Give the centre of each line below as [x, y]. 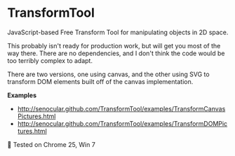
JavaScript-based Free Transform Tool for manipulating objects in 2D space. [118, 32]
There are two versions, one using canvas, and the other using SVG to [108, 74]
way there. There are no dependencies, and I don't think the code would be [116, 53]
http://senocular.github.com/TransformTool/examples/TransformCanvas [121, 108]
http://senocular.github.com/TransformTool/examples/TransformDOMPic [122, 123]
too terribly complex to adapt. [50, 60]
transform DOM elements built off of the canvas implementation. [100, 81]
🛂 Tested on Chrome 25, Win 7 [52, 144]
